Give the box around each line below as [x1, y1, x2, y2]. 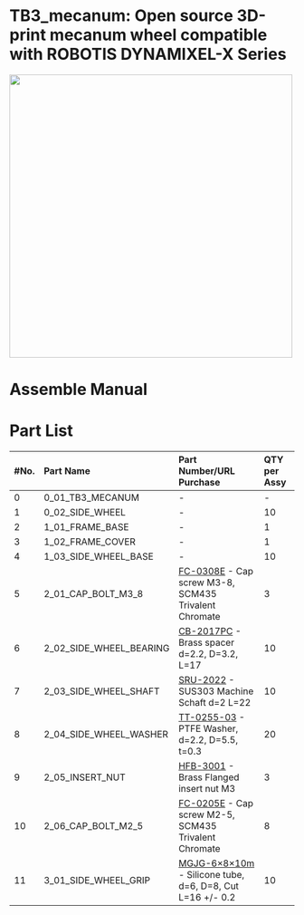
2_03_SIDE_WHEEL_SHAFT [43, 685, 160, 698]
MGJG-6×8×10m [177, 857, 255, 870]
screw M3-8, [177, 576, 235, 589]
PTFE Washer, [177, 722, 239, 735]
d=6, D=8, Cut [177, 880, 240, 892]
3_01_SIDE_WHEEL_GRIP [43, 874, 151, 887]
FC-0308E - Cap [177, 565, 253, 578]
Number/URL [177, 465, 235, 477]
